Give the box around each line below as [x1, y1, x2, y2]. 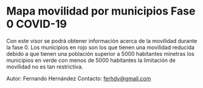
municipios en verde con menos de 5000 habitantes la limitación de [6, 56, 176, 64]
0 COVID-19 [6, 17, 67, 31]
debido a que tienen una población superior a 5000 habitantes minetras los [6, 50, 194, 57]
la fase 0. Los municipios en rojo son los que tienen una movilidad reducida [6, 44, 194, 51]
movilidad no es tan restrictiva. [6, 63, 83, 70]
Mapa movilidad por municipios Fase [6, 4, 196, 18]
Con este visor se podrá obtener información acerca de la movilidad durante [6, 37, 198, 44]
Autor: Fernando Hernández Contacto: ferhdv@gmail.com [6, 75, 151, 82]
